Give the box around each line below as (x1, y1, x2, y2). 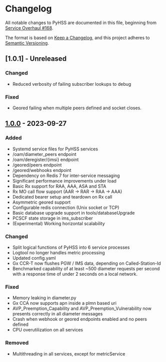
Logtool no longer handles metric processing (12, 249, 105, 256)
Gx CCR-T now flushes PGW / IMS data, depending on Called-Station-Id (12, 260, 161, 266)
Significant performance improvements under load (12, 177, 116, 184)
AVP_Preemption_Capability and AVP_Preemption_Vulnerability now (12, 305, 151, 311)
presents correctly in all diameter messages (12, 311, 103, 317)
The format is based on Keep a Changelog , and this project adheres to (5, 35, 150, 41)
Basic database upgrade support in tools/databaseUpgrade (12, 210, 135, 216)
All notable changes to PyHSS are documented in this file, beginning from (5, 20, 156, 26)
